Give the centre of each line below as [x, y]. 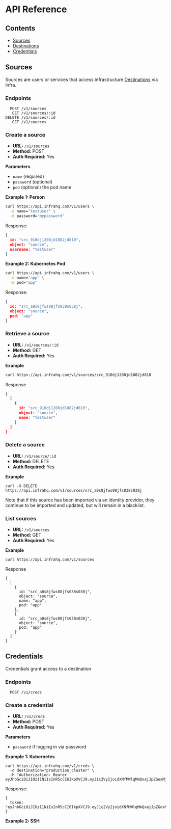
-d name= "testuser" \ [33, 211]
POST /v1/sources [28, 109]
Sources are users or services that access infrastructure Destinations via [82, 79]
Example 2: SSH [22, 821]
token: [17, 803]
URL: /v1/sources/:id [36, 344]
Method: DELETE [31, 461]
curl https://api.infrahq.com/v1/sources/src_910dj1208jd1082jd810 [78, 375]
